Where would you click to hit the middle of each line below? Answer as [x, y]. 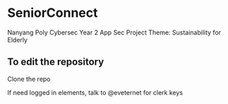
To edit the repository [56, 62]
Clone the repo [29, 79]
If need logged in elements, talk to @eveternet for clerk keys [95, 92]
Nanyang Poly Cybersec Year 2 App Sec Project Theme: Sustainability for [114, 32]
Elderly [18, 39]
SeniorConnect [53, 13]
